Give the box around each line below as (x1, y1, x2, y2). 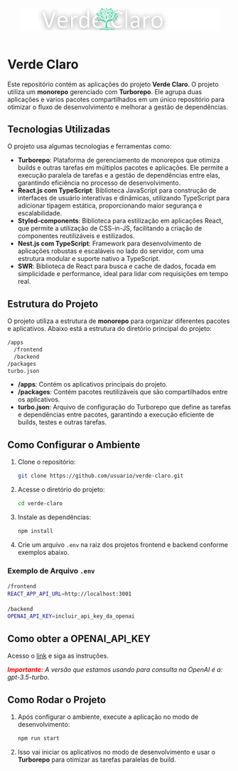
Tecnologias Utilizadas (7, 123, 111, 135)
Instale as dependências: (17, 513, 91, 521)
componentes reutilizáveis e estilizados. (17, 232, 135, 240)
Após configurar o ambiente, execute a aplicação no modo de (17, 713, 199, 721)
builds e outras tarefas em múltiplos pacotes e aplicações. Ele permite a (17, 163, 229, 172)
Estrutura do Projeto (7, 297, 99, 310)
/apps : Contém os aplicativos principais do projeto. (17, 380, 168, 389)
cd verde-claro (17, 499, 63, 507)
